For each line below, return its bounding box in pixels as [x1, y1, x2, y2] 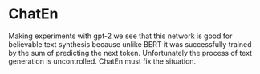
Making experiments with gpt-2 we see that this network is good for [8, 31, 233, 41]
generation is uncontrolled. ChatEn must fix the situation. [8, 56, 197, 66]
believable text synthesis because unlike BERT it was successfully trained [8, 39, 252, 49]
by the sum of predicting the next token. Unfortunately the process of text [8, 48, 253, 57]
